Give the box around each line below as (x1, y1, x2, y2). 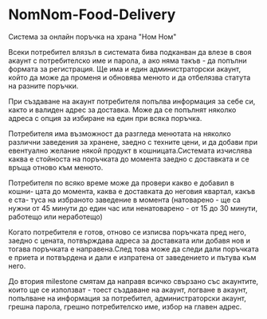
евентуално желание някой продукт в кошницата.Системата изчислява (8, 146, 253, 155)
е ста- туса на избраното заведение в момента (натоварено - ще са (8, 195, 241, 204)
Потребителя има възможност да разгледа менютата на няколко (8, 129, 231, 138)
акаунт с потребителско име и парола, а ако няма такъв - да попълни (8, 56, 247, 65)
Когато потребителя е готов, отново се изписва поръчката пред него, (8, 227, 247, 236)
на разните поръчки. (8, 81, 79, 91)
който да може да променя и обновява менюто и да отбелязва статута (8, 72, 251, 82)
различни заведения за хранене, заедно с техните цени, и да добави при (8, 137, 257, 146)
